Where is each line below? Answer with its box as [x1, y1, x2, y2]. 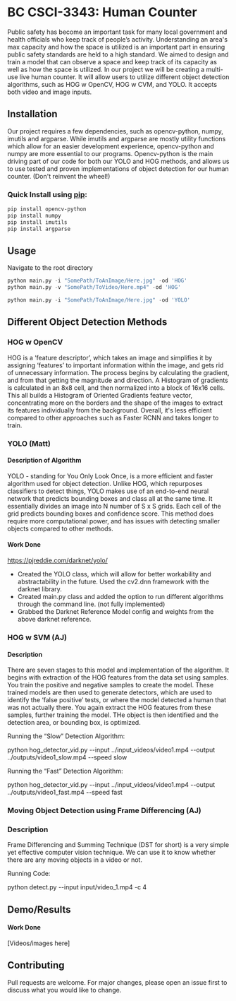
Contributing [7, 959, 65, 971]
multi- [206, 65, 223, 73]
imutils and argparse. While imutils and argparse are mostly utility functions [7, 134, 226, 143]
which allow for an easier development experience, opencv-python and [7, 142, 215, 150]
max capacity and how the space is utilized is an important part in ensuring [7, 42, 225, 51]
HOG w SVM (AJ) [7, 632, 67, 642]
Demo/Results [7, 904, 72, 916]
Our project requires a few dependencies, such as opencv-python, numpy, [7, 126, 223, 135]
